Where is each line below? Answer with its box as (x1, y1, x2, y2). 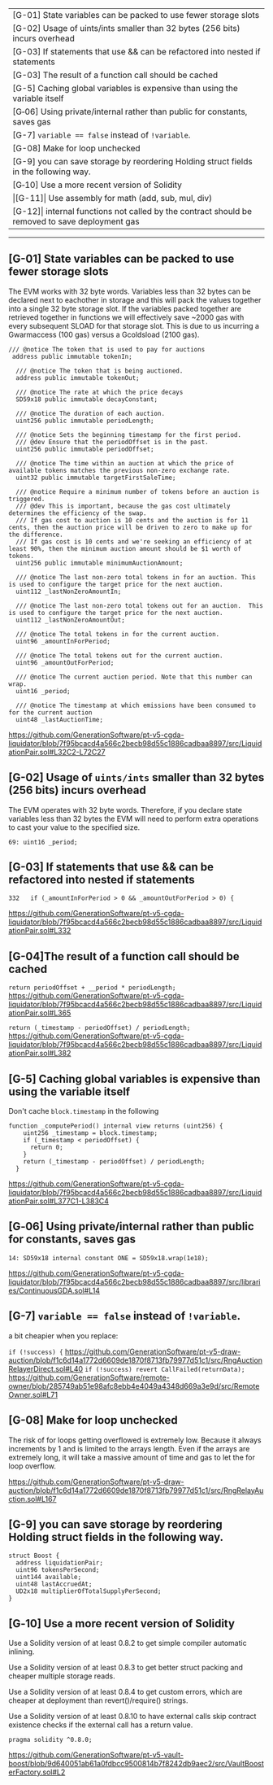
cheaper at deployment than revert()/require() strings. (8, 1696, 188, 1705)
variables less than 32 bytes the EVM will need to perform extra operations (8, 814, 259, 823)
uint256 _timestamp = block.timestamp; (23, 1129, 158, 1137)
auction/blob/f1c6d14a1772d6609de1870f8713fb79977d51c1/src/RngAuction (8, 1355, 262, 1365)
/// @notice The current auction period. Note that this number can (15, 673, 253, 681)
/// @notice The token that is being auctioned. (15, 366, 184, 375)
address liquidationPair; (15, 1559, 104, 1567)
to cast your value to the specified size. (8, 822, 141, 832)
